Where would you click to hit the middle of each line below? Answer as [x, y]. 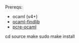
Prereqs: [14, 7]
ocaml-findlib [26, 22]
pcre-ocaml [24, 27]
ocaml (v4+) [25, 16]
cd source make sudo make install [40, 36]
